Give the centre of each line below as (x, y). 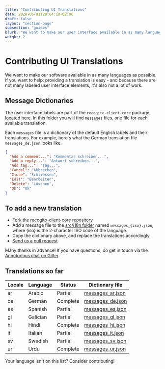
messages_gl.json (105, 317)
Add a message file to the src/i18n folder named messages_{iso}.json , (83, 225)
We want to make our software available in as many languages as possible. (81, 75)
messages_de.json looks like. (34, 143)
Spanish (38, 309)
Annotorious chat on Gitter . (32, 256)
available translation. (26, 123)
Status (68, 285)
